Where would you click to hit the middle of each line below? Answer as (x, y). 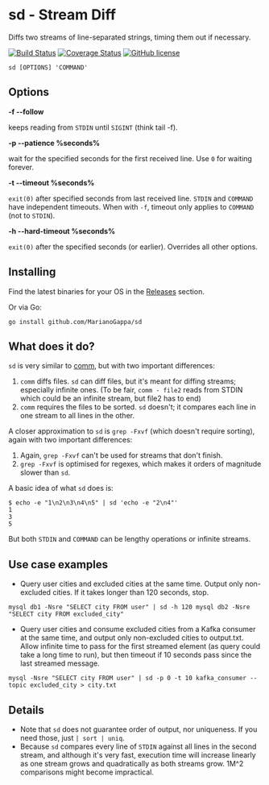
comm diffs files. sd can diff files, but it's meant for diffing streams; (128, 381)
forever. (21, 167)
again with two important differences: (70, 440)
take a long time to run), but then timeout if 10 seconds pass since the (136, 655)
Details (26, 710)
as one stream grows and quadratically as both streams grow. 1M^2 (132, 764)
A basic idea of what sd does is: (61, 488)
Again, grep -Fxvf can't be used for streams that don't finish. (121, 455)
